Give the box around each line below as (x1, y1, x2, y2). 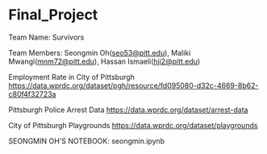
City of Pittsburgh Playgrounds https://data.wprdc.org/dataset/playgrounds (8, 120, 258, 130)
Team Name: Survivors (8, 32, 85, 42)
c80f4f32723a (8, 89, 56, 98)
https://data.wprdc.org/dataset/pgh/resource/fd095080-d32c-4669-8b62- (8, 81, 259, 90)
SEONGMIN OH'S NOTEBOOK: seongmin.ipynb (8, 135, 165, 146)
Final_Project (8, 6, 98, 24)
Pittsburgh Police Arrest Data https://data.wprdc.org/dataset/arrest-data (8, 105, 248, 114)
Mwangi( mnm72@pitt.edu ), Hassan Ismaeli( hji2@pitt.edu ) (8, 56, 201, 66)
